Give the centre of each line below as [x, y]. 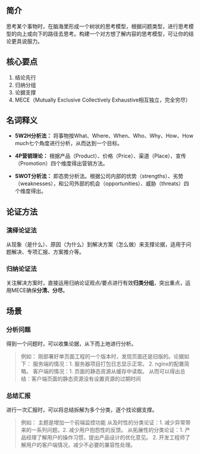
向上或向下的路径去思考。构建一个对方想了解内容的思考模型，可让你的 [102, 33]
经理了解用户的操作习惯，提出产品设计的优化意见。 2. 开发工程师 [106, 437]
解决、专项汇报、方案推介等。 [48, 252]
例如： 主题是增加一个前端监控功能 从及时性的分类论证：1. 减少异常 [103, 422]
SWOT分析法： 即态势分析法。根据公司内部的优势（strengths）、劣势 [99, 176]
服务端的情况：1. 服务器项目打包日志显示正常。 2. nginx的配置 [108, 364]
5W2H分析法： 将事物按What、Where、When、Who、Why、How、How [104, 136]
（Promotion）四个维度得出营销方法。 [61, 164]
